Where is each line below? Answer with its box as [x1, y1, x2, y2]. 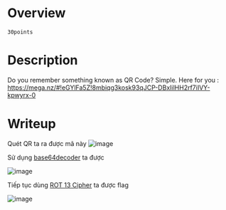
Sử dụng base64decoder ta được [7, 153, 104, 162]
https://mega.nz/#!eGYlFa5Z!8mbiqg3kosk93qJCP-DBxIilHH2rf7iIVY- [7, 83, 210, 92]
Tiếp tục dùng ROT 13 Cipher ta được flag [7, 180, 129, 189]
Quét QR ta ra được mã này [7, 139, 87, 147]
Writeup [7, 116, 56, 132]
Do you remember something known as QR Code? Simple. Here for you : [7, 75, 219, 84]
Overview [7, 5, 66, 21]
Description [7, 52, 78, 68]
